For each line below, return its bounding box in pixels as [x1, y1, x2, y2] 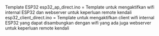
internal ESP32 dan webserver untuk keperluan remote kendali [5, 9, 132, 15]
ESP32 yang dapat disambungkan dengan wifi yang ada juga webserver [5, 20, 152, 26]
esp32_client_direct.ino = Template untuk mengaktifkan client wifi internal [5, 15, 155, 20]
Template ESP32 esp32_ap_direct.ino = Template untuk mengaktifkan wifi [5, 4, 155, 10]
